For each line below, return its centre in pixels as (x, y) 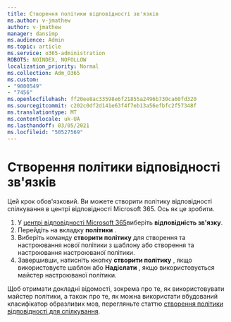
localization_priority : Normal (53, 66)
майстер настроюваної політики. (67, 275)
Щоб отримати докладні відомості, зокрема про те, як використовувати (116, 289)
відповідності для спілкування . (54, 311)
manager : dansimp (33, 34)
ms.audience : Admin (36, 40)
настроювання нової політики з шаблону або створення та (106, 245)
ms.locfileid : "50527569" (45, 132)
